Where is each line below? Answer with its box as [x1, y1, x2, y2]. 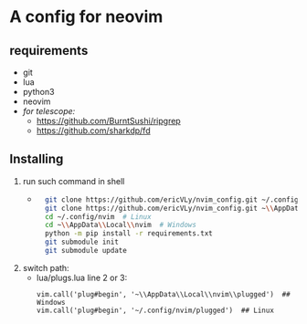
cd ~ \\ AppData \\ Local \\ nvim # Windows [44, 221, 196, 230]
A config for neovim [9, 6, 164, 27]
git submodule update [44, 246, 128, 256]
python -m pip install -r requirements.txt [44, 229, 213, 238]
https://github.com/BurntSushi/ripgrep [36, 116, 181, 126]
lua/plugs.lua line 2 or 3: [36, 272, 128, 283]
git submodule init [44, 237, 119, 247]
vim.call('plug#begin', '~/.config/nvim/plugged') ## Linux [36, 306, 274, 315]
